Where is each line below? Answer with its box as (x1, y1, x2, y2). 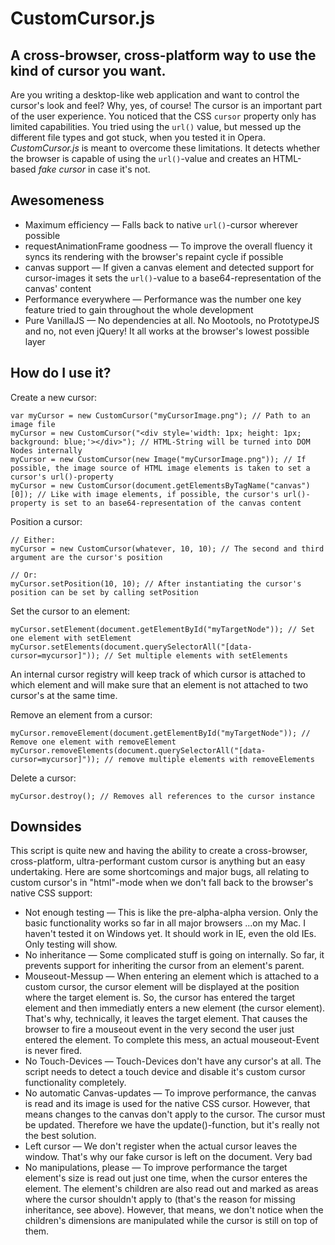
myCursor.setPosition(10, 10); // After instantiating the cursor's (10, 578, 302, 589)
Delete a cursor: (10, 772, 77, 784)
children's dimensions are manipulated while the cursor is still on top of (24, 1215, 319, 1227)
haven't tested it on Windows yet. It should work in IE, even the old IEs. (24, 928, 317, 940)
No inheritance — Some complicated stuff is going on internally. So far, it (24, 949, 325, 961)
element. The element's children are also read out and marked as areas (24, 1183, 319, 1195)
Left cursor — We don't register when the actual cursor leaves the (24, 1140, 298, 1152)
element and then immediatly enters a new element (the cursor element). (24, 1002, 326, 1014)
